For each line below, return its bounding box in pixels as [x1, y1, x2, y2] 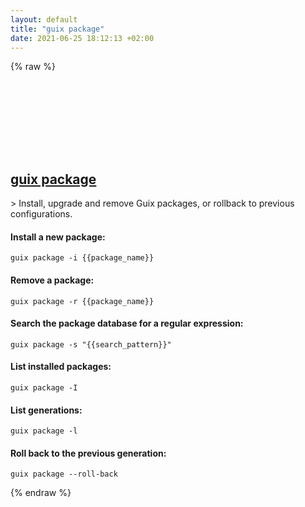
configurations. [10, 208, 73, 220]
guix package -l [10, 426, 78, 436]
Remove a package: [10, 274, 95, 286]
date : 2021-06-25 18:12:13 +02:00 [10, 33, 155, 43]
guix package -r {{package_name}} [10, 296, 155, 306]
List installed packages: [10, 361, 112, 373]
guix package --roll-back [10, 469, 118, 480]
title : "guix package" [10, 24, 105, 34]
